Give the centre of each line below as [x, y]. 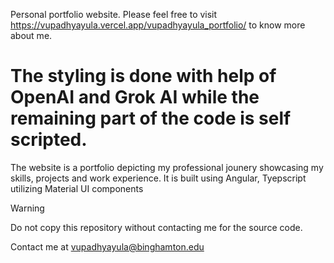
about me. [31, 35]
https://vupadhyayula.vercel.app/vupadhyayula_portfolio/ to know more [158, 25]
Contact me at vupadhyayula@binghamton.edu [107, 246]
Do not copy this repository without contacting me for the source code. [156, 227]
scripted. [49, 140]
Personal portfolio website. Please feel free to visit [114, 14]
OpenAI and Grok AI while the [135, 97]
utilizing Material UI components [77, 188]
